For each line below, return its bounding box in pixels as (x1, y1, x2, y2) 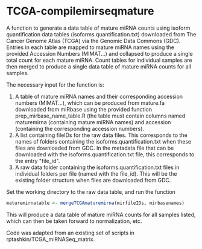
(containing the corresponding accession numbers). (14, 125, 145, 132)
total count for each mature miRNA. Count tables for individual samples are (6, 56, 192, 64)
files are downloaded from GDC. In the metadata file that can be (14, 144, 174, 151)
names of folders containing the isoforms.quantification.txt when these (14, 138, 192, 145)
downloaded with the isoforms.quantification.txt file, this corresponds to (14, 150, 195, 158)
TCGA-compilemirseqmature (6, 4, 154, 18)
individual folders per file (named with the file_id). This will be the (14, 170, 177, 177)
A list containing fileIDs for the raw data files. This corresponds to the (14, 131, 188, 139)
